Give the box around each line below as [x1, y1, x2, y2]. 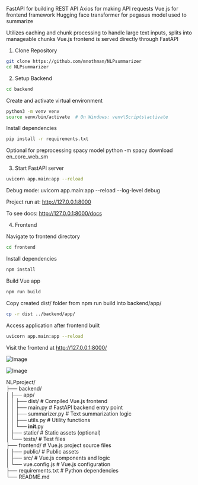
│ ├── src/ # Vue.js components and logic [6, 454, 110, 461]
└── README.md [6, 473, 50, 480]
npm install [6, 267, 36, 272]
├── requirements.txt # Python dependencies [6, 467, 119, 474]
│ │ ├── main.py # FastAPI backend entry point [6, 404, 123, 411]
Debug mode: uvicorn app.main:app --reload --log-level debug [6, 187, 161, 194]
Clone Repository [14, 47, 58, 54]
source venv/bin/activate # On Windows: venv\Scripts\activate [6, 114, 168, 120]
